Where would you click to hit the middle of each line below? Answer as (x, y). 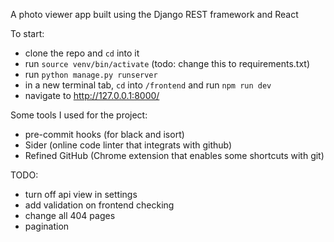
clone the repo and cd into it (82, 53)
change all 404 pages (70, 215)
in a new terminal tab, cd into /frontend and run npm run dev (148, 85)
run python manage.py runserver (91, 74)
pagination (47, 226)
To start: (27, 33)
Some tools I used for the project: (79, 115)
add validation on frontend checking (99, 205)
